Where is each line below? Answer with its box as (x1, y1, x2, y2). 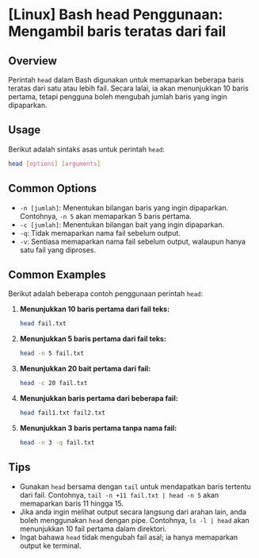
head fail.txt (19, 320, 67, 328)
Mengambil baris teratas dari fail (8, 22, 227, 40)
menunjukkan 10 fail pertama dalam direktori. (19, 524, 167, 533)
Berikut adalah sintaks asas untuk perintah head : (8, 144, 165, 154)
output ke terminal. (19, 541, 82, 550)
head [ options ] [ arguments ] (8, 160, 101, 167)
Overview (8, 54, 58, 67)
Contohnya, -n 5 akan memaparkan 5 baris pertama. (19, 211, 192, 221)
